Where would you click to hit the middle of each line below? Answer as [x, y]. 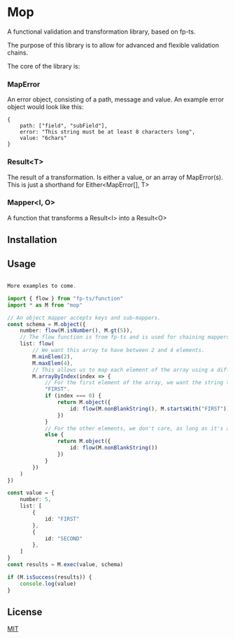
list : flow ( [37, 344]
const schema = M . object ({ [47, 324]
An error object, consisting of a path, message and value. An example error [116, 99]
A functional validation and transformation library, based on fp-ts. [101, 31]
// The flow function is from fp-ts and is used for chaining [112, 337]
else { [54, 435]
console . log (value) [48, 584]
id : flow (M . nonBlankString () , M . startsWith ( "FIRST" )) [150, 409]
